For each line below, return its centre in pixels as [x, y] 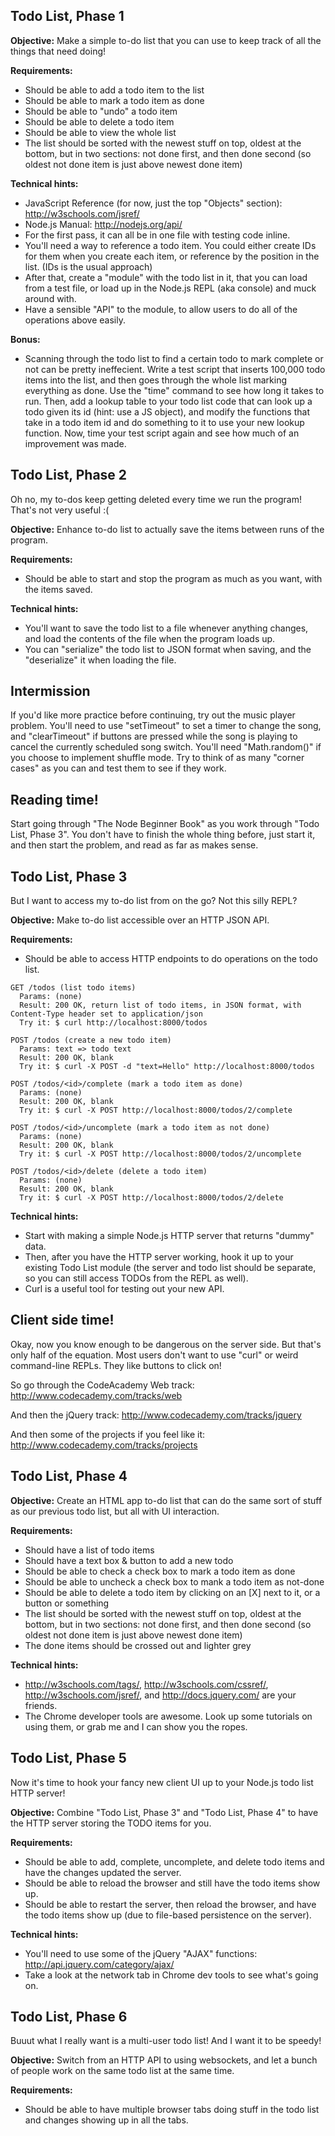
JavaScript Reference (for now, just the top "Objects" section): [153, 203]
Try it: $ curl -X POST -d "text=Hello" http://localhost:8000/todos [167, 1067]
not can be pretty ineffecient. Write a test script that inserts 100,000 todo [175, 369]
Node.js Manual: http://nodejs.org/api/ [103, 224]
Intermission [50, 691]
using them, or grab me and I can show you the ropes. [136, 1726]
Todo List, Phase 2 [69, 475]
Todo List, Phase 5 [68, 1758]
